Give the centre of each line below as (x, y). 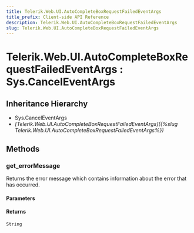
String (14, 224)
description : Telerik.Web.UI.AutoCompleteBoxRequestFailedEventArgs (92, 22)
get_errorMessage (33, 165)
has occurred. (23, 184)
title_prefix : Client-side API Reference (58, 17)
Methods (23, 149)
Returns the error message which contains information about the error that (96, 178)
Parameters (21, 198)
